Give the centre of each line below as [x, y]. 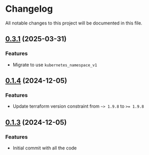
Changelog [29, 9]
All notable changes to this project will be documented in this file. [74, 23]
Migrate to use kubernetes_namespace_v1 [55, 65]
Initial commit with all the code [45, 148]
